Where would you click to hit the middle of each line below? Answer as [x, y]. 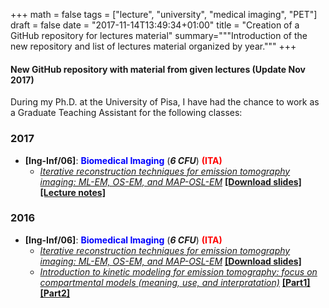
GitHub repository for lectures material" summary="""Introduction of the [159, 35]
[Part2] [55, 293]
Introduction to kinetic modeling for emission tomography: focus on [178, 271]
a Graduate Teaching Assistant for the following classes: [126, 113]
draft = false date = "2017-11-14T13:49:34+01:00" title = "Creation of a [155, 25]
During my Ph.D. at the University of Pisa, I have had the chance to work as [165, 102]
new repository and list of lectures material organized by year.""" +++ [153, 46]
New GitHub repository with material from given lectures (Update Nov [158, 69]
